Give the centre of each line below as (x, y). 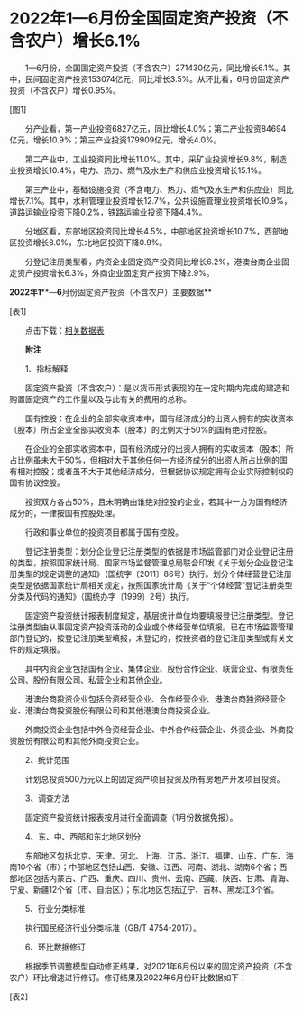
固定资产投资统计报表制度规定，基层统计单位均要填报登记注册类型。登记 (159, 615)
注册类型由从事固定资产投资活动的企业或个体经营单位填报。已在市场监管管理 (151, 627)
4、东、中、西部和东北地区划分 (83, 836)
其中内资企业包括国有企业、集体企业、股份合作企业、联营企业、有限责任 (159, 668)
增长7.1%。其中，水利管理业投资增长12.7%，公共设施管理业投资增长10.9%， (151, 200)
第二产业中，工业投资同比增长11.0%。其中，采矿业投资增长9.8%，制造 (156, 159)
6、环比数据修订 (55, 947)
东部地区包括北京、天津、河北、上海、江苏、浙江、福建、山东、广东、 (155, 855)
